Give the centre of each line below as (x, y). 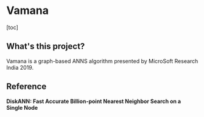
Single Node (22, 107)
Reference (26, 86)
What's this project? (46, 46)
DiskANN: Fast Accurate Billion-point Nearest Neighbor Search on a (94, 101)
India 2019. (20, 67)
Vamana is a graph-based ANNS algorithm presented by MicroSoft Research (102, 61)
